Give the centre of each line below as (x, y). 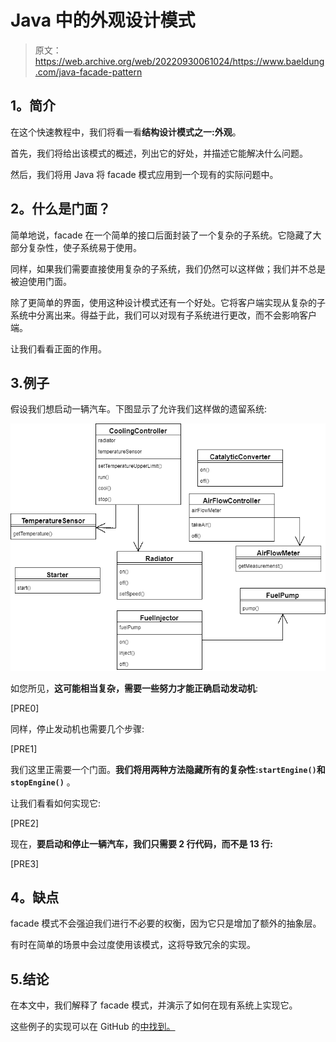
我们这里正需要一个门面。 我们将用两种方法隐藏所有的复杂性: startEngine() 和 (168, 769)
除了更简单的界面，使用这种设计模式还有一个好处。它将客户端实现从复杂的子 (168, 302)
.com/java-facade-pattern (88, 72)
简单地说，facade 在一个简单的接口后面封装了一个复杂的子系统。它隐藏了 (161, 235)
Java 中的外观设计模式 (103, 20)
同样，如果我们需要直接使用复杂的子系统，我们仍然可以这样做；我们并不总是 (168, 268)
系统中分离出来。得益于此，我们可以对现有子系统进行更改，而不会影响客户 (163, 315)
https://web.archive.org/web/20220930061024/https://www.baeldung (179, 61)
